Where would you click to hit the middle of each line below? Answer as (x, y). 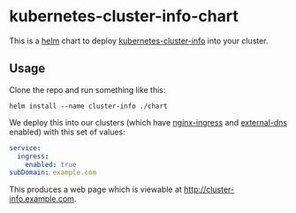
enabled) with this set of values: (67, 132)
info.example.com (42, 199)
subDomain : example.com (53, 173)
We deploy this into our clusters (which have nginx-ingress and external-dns (148, 122)
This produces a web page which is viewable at (96, 190)
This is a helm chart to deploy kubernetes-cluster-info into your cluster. (139, 41)
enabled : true (51, 164)
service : (25, 148)
